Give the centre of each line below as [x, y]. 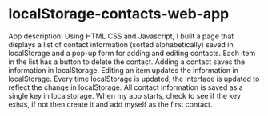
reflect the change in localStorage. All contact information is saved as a [126, 87]
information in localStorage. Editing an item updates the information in [123, 70]
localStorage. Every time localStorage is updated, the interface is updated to [134, 79]
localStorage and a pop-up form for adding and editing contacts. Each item [132, 53]
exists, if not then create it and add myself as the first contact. [110, 104]
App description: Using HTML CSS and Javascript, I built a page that [121, 36]
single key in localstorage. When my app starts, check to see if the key [125, 95]
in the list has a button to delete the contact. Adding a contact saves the [127, 62]
